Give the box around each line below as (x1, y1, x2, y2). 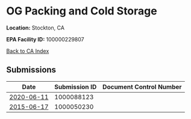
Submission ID (54, 82, 97, 91)
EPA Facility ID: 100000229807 (6, 35, 84, 43)
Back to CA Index (6, 47, 49, 55)
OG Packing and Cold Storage (6, 4, 158, 18)
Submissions (6, 65, 56, 75)
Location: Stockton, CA (6, 24, 65, 31)
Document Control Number (102, 82, 182, 91)
